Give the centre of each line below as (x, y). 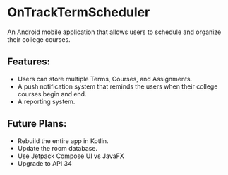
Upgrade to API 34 (44, 163)
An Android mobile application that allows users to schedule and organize (114, 32)
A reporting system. (46, 101)
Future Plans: (37, 124)
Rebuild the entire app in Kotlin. (63, 141)
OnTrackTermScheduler (79, 12)
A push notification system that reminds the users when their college (118, 86)
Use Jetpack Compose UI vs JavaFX (71, 156)
